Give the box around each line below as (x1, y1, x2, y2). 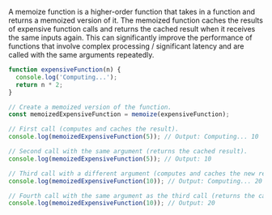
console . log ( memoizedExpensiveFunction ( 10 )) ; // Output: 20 (8, 199, 216, 208)
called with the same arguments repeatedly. (8, 50, 155, 59)
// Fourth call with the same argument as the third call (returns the (8, 191, 255, 200)
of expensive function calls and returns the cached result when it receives (8, 24, 256, 33)
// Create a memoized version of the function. (8, 103, 172, 111)
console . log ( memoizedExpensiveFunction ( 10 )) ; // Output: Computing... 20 (8, 177, 263, 185)
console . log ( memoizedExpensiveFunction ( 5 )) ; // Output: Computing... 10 (8, 133, 259, 141)
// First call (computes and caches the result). (8, 125, 180, 133)
